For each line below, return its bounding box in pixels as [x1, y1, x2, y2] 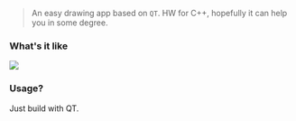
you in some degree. [31, 17, 108, 28]
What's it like [9, 40, 69, 52]
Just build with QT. [9, 103, 79, 114]
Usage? [9, 82, 43, 95]
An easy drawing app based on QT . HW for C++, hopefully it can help [31, 8, 288, 18]
